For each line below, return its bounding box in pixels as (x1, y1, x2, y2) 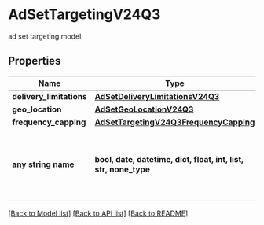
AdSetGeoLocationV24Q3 (94, 104, 194, 115)
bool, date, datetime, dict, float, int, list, (94, 153, 244, 164)
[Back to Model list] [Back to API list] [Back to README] (8, 208, 189, 218)
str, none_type (94, 164, 151, 175)
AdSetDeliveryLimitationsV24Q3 (94, 90, 220, 101)
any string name (12, 159, 75, 170)
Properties (8, 54, 61, 68)
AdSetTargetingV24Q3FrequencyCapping (94, 116, 255, 127)
